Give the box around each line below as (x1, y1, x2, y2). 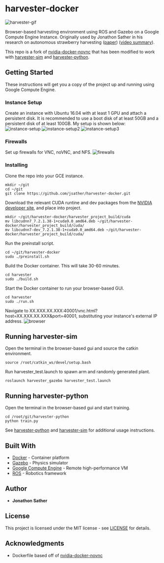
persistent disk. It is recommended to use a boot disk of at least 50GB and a (5, 115, 159, 121)
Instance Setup (5, 99, 42, 106)
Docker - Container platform (12, 455, 70, 461)
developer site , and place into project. (5, 205, 82, 211)
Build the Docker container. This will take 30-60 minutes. (5, 263, 120, 268)
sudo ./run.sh (5, 299, 34, 304)
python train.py (5, 419, 38, 424)
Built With (5, 441, 36, 450)
